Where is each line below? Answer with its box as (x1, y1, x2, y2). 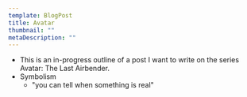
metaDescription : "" (8, 33, 77, 42)
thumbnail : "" (8, 26, 56, 34)
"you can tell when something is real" (31, 80, 155, 90)
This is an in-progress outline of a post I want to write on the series (19, 55, 240, 65)
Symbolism (19, 72, 57, 81)
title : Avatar (8, 19, 56, 27)
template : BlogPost (8, 11, 73, 20)
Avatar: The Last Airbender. (19, 64, 110, 73)
